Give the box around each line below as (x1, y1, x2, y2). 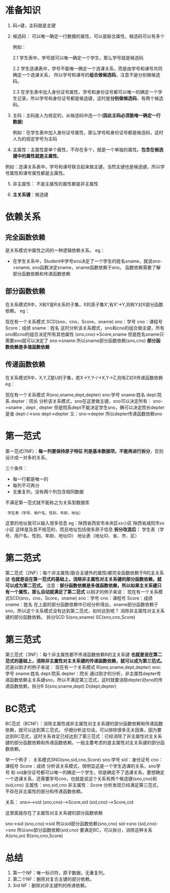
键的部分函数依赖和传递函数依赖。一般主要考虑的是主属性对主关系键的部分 (5, 739, 160, 746)
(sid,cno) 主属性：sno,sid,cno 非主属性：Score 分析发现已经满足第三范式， (5, 782, 161, 788)
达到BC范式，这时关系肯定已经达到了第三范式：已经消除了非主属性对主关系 (5, 733, 162, 739)
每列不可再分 (12, 482, 39, 488)
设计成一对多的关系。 (5, 454, 50, 460)
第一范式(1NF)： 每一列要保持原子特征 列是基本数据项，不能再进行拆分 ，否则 (5, 448, 164, 454)
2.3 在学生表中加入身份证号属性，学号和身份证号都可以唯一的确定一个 (12, 89, 158, 95)
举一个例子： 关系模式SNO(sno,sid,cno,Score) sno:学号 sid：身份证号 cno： (5, 757, 163, 763)
